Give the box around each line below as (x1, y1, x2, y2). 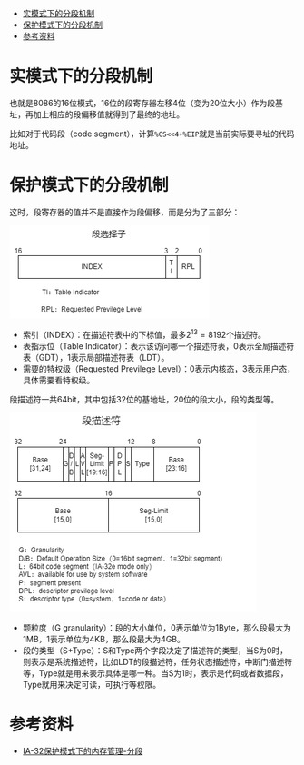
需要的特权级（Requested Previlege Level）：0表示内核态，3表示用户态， (22, 363, 296, 374)
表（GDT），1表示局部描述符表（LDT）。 (22, 352, 170, 363)
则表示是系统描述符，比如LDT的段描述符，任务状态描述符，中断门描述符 (22, 656, 293, 667)
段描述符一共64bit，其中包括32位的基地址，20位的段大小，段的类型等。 (9, 393, 279, 404)
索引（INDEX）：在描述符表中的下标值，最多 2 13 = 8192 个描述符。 (22, 327, 266, 340)
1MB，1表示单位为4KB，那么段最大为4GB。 (22, 633, 186, 644)
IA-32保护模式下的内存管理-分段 (22, 746, 143, 757)
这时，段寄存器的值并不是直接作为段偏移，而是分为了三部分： (9, 206, 240, 217)
